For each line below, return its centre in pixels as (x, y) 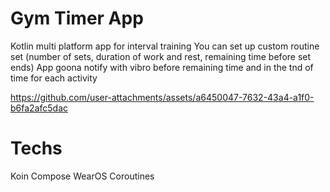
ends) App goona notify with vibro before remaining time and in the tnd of (162, 67)
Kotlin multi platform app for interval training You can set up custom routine (165, 46)
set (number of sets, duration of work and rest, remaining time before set (161, 56)
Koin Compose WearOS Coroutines (82, 176)
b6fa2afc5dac (39, 108)
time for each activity (54, 78)
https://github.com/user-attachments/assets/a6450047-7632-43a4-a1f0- (162, 97)
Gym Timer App (77, 18)
